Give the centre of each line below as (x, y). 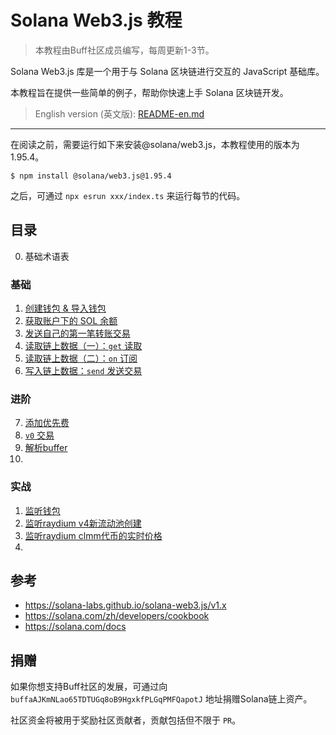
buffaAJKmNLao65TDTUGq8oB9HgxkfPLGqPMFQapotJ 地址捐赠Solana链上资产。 (161, 699)
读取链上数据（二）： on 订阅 (81, 358)
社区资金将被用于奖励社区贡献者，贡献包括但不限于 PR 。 (126, 720)
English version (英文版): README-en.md (119, 113)
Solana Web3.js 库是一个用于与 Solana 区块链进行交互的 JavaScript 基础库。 (167, 71)
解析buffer (46, 448)
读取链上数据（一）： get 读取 (83, 346)
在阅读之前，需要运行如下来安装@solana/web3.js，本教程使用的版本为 (155, 144)
